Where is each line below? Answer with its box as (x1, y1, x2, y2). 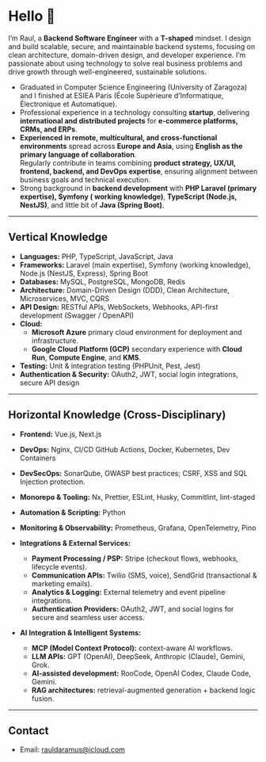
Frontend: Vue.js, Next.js (19, 429, 102, 439)
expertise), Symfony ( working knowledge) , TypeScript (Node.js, (19, 192, 237, 201)
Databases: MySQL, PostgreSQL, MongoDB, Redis (19, 276, 186, 286)
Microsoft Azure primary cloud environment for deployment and (31, 327, 243, 337)
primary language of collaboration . (19, 150, 137, 159)
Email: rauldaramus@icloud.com (19, 745, 125, 755)
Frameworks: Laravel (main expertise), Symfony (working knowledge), (19, 260, 251, 269)
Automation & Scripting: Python (19, 507, 127, 517)
